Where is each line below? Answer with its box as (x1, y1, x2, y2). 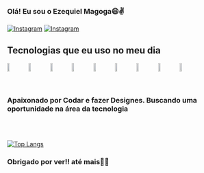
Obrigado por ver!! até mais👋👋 (7, 157, 110, 167)
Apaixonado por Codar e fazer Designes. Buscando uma (7, 96, 197, 105)
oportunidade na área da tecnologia (7, 104, 129, 114)
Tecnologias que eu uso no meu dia (7, 44, 161, 56)
